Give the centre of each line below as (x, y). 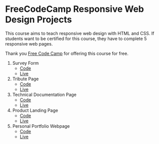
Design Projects (39, 20)
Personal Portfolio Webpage (41, 126)
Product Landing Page (35, 110)
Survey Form (25, 63)
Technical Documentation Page (44, 95)
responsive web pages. (29, 44)
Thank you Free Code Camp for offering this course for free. (67, 53)
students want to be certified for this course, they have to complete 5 (76, 39)
